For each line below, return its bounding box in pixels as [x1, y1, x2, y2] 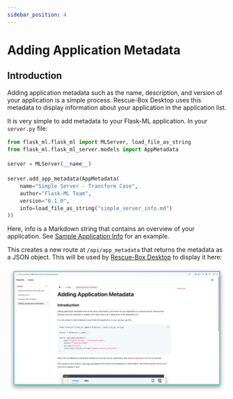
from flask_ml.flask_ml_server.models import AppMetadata [7, 146, 179, 153]
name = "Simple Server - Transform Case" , [19, 182, 138, 190]
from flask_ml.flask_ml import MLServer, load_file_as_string [7, 138, 191, 146]
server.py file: [7, 124, 48, 133]
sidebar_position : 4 [7, 11, 67, 18]
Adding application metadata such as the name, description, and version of [7, 88, 223, 97]
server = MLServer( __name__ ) [7, 160, 92, 167]
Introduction [7, 70, 63, 82]
